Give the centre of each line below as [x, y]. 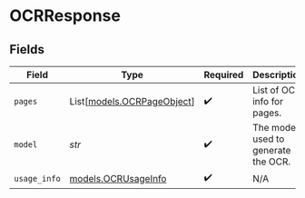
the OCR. [272, 162]
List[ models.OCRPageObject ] [132, 101]
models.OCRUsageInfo [118, 178]
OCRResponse [65, 16]
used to [269, 139]
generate [272, 150]
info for [268, 101]
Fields [27, 49]
